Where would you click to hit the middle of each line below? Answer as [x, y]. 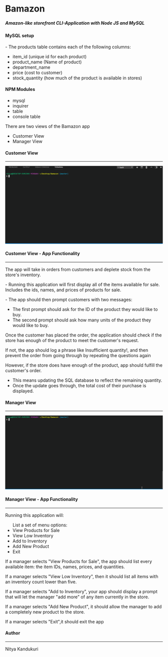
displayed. [23, 391]
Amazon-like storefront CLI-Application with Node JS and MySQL [75, 23]
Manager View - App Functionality [42, 499]
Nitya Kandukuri [22, 649]
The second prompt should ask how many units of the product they [82, 320]
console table [26, 117]
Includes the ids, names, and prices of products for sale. [63, 290]
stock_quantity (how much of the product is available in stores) [77, 78]
